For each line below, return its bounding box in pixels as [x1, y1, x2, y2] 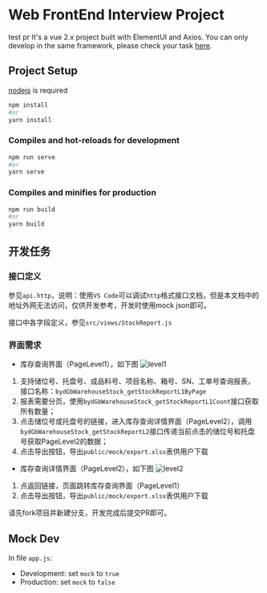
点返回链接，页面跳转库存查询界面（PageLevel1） [19, 481, 184, 491]
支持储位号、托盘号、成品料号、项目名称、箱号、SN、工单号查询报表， [19, 376, 255, 386]
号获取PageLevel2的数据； [19, 436, 108, 447]
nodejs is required [8, 85, 68, 95]
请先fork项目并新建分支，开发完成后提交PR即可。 [8, 508, 172, 517]
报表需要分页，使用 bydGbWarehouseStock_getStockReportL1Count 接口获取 [19, 396, 259, 407]
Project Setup [8, 64, 79, 78]
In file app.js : [8, 553, 53, 563]
